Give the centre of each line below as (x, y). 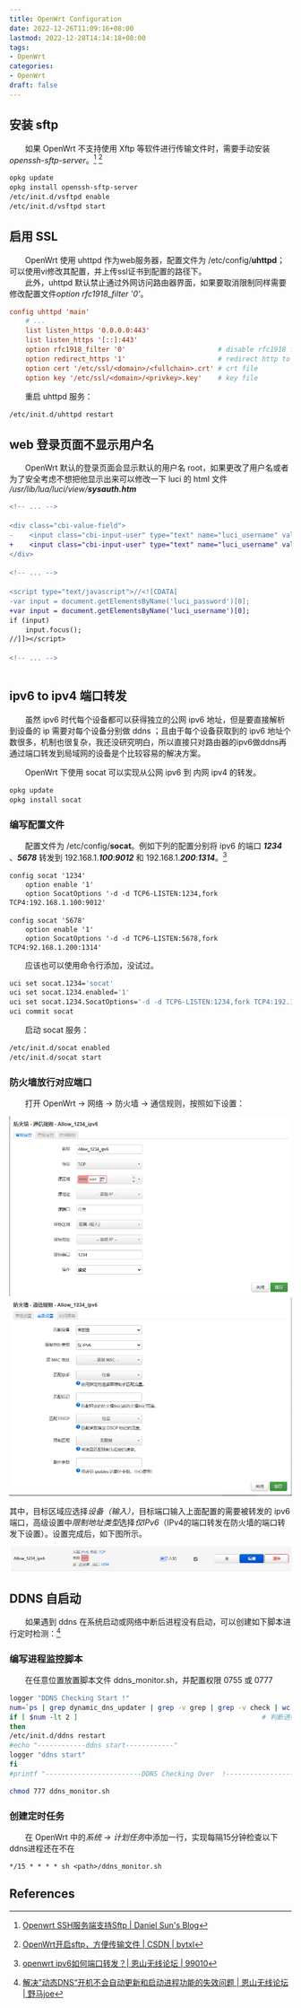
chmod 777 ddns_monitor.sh (60, 1791)
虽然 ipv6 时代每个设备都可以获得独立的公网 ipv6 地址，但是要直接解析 (155, 719)
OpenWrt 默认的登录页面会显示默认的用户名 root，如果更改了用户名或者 (157, 468)
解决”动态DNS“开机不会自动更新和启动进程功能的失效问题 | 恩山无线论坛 (155, 1982)
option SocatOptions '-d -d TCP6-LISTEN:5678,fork (122, 938)
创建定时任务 (37, 1816)
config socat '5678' (48, 920)
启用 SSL (34, 237)
